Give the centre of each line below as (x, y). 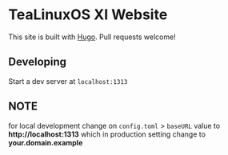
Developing (37, 62)
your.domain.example (46, 142)
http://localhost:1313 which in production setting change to (107, 134)
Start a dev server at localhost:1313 (68, 81)
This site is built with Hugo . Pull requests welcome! (92, 37)
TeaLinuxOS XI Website (88, 15)
